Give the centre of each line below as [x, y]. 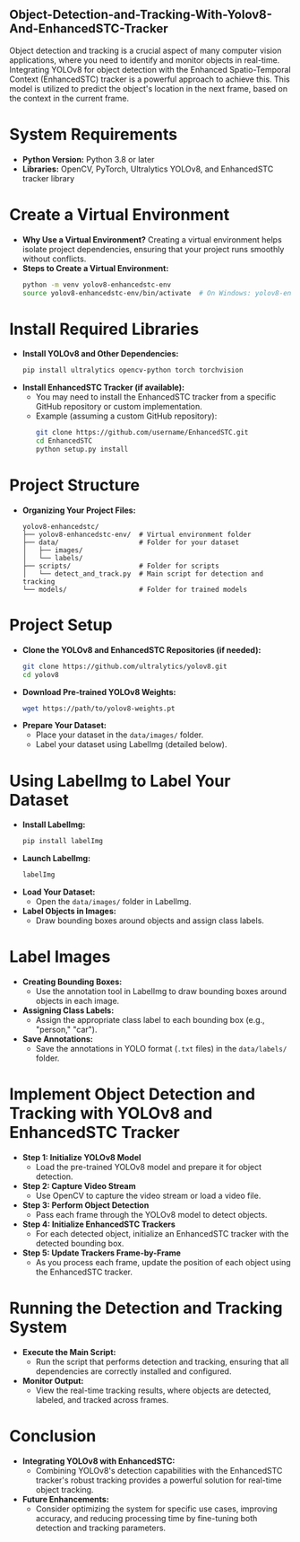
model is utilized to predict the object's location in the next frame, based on [149, 88]
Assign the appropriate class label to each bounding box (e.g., [150, 1020]
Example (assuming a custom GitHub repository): [126, 416]
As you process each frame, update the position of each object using [163, 1262]
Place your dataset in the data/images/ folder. [120, 735]
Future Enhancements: [65, 1499]
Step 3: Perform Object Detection [86, 1205]
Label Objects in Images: [69, 912]
